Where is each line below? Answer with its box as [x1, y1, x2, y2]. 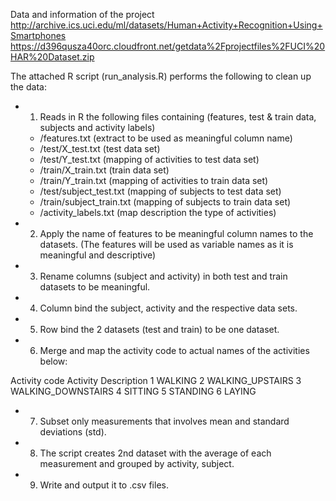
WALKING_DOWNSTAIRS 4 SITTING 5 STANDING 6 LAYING [10, 385, 257, 397]
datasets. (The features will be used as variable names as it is [39, 239, 294, 250]
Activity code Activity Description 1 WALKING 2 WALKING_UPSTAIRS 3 [10, 375, 302, 386]
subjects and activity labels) [39, 122, 156, 133]
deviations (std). [39, 426, 107, 438]
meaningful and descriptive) [39, 249, 157, 261]
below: [39, 355, 68, 367]
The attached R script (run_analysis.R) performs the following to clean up [10, 70, 312, 82]
